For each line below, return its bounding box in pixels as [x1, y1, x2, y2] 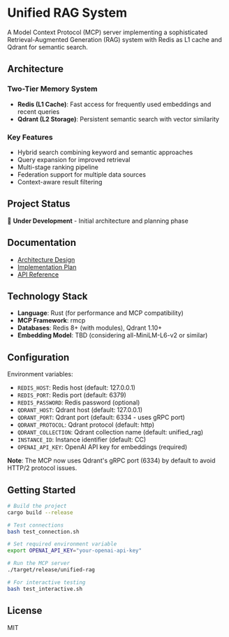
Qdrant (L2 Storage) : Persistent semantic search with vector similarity [17, 115, 220, 123]
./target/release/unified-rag [7, 566, 96, 573]
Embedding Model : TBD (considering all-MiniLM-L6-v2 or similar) [17, 331, 208, 339]
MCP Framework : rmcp [17, 316, 86, 325]
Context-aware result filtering [17, 177, 103, 186]
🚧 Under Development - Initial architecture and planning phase [7, 217, 189, 225]
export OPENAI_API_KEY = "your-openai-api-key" [7, 547, 142, 555]
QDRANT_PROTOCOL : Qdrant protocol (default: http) [17, 420, 155, 429]
